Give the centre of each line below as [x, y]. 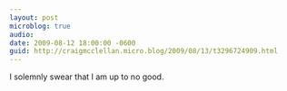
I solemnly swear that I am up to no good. [87, 77]
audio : [22, 34]
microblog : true [40, 26]
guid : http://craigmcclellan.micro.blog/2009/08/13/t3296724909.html [144, 51]
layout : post [34, 18]
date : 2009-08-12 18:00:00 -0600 [73, 43]
